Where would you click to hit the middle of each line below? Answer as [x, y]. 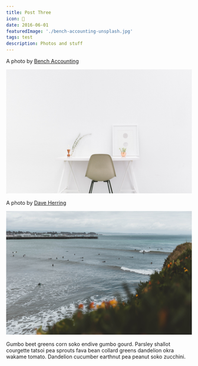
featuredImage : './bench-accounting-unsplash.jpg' [70, 31]
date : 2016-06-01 [27, 25]
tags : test [19, 37]
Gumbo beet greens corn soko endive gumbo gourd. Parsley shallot [88, 344]
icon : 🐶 [16, 19]
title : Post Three [29, 12]
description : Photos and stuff [44, 44]
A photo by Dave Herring [36, 202]
